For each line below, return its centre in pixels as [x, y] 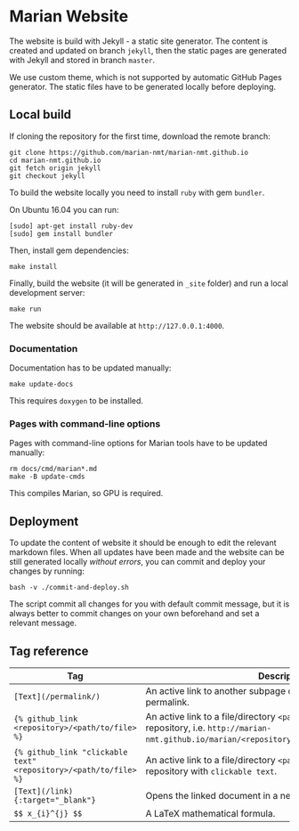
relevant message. [43, 623]
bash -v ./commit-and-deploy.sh [69, 588]
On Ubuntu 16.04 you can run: [64, 209]
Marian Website [69, 16]
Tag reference [49, 651]
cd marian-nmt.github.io [55, 160]
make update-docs [41, 385]
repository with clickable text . [211, 770]
